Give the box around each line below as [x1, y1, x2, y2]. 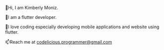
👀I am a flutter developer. [5, 14, 57, 20]
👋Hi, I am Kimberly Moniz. [5, 5, 58, 10]
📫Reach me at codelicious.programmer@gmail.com [5, 39, 112, 45]
